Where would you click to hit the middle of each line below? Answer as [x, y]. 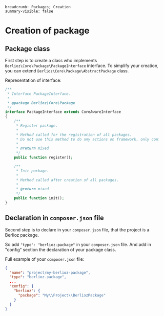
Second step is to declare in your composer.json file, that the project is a [77, 229]
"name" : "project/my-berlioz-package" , [50, 272]
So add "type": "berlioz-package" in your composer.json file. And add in [78, 244]
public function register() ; [43, 158]
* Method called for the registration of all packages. [74, 135]
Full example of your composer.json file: [45, 259]
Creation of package [47, 31]
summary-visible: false [29, 11]
